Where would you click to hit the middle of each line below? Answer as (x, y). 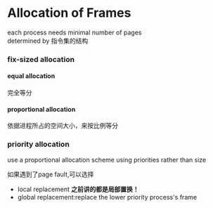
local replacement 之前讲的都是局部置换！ (78, 189)
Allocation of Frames (69, 13)
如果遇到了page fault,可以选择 (51, 174)
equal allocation (31, 76)
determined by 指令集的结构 (48, 41)
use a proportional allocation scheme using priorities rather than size (107, 160)
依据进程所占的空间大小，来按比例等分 (63, 126)
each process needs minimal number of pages (75, 32)
